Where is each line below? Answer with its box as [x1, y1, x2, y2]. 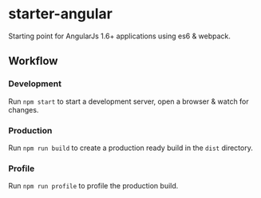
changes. [8, 105, 39, 114]
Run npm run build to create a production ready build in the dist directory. [8, 143, 253, 152]
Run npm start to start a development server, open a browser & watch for [8, 97, 249, 106]
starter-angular [8, 5, 113, 23]
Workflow [8, 54, 58, 68]
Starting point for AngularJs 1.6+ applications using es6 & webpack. [8, 31, 231, 41]
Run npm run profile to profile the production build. [8, 181, 179, 191]
